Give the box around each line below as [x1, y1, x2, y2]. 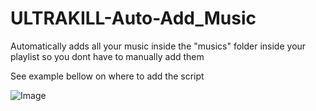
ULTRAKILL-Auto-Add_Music [10, 7, 257, 30]
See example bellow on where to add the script [10, 70, 205, 82]
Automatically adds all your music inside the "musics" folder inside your [10, 40, 307, 52]
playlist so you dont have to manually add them [10, 50, 205, 62]
